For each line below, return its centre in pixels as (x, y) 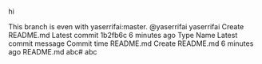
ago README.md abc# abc (53, 52)
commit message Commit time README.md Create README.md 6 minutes (131, 43)
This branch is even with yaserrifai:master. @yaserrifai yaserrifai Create (126, 26)
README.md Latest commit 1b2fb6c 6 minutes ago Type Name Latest (123, 35)
